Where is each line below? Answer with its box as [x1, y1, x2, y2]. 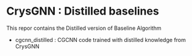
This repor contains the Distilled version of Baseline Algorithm [6, 24, 162, 32]
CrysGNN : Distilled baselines [6, 4, 160, 18]
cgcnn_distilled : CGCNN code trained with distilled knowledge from [15, 36, 186, 43]
